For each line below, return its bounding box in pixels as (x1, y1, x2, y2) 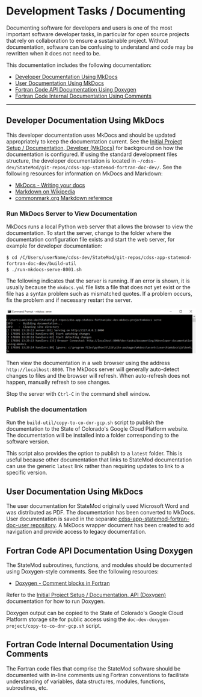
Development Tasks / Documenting (6, 4, 186, 18)
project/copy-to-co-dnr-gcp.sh (6, 624, 85, 630)
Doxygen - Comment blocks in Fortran (14, 580, 110, 587)
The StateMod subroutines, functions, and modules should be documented (6, 561, 192, 569)
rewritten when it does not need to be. (6, 49, 101, 57)
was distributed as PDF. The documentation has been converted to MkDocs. (6, 509, 195, 516)
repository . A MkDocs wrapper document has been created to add (30, 522, 195, 529)
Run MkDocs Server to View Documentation (6, 209, 137, 217)
